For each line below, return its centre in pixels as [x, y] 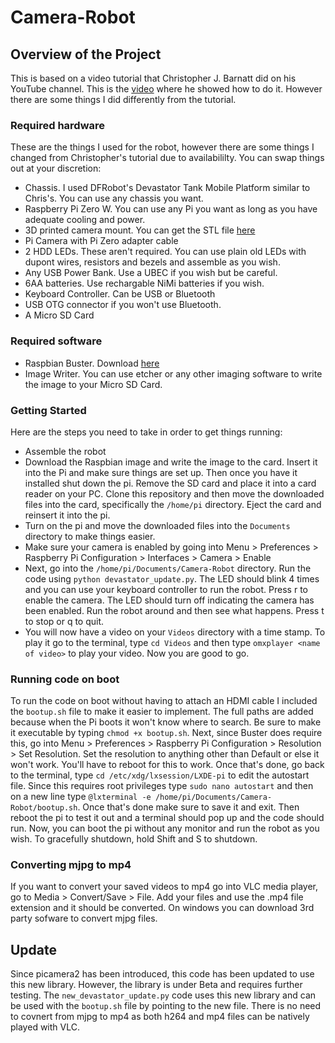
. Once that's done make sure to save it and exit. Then [188, 807]
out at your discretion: [56, 168]
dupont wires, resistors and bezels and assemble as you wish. [152, 262]
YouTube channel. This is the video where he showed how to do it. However [166, 89]
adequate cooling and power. [85, 220]
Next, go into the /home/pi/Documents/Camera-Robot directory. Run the [168, 568]
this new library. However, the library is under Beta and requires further [156, 985]
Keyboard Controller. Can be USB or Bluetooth [120, 294]
